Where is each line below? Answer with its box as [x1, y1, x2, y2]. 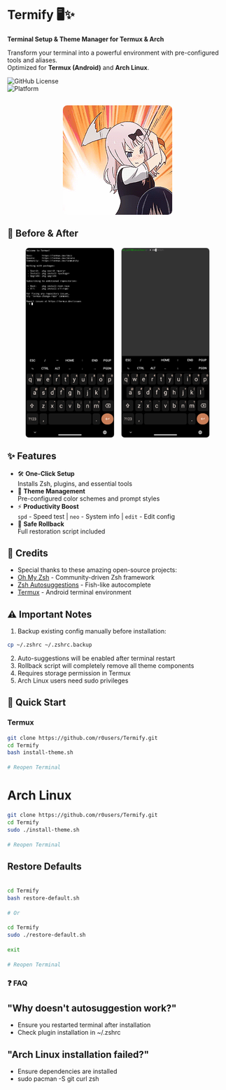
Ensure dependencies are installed [17, 1067, 118, 1076]
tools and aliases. [7, 55, 58, 64]
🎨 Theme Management [17, 487, 85, 495]
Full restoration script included [17, 527, 106, 536]
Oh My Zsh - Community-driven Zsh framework [17, 573, 155, 582]
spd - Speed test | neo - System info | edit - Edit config [17, 512, 175, 520]
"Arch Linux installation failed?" [7, 1049, 149, 1061]
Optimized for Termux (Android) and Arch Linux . [7, 63, 150, 71]
